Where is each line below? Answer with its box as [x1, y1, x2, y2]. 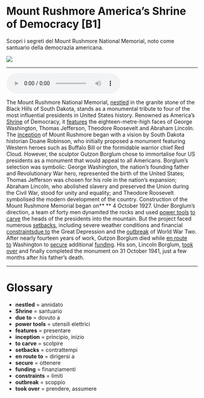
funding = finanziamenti [15, 365, 76, 372]
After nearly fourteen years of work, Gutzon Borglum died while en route [6, 234, 188, 242]
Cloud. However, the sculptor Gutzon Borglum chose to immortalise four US [6, 150, 195, 158]
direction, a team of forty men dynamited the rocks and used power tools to [6, 208, 195, 215]
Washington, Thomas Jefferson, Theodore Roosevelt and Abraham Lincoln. [6, 124, 194, 131]
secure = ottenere [15, 359, 61, 366]
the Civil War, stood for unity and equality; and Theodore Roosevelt [6, 189, 174, 196]
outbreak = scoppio [15, 379, 66, 386]
